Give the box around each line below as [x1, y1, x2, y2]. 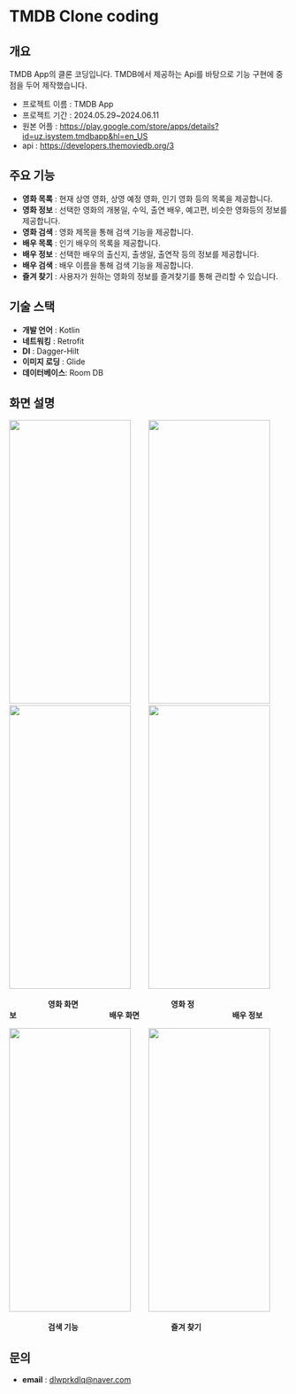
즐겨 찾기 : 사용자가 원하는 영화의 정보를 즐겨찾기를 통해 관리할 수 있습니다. [21, 270, 278, 281]
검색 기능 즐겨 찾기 [48, 1322, 201, 1333]
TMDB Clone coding [9, 6, 159, 27]
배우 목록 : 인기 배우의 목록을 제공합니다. [21, 238, 161, 248]
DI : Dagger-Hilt [21, 346, 80, 356]
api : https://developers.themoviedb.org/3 [21, 140, 175, 151]
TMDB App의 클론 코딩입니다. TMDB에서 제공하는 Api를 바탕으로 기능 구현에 [9, 69, 274, 79]
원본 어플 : [21, 121, 58, 131]
